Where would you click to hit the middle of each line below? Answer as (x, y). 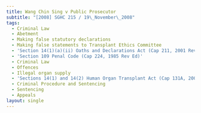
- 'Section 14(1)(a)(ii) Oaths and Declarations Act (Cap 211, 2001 (99, 51)
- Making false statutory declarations (61, 39)
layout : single (25, 100)
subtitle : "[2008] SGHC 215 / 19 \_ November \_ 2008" (71, 17)
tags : (13, 23)
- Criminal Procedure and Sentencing (59, 84)
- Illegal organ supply (41, 73)
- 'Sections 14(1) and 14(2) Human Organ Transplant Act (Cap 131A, (99, 78)
